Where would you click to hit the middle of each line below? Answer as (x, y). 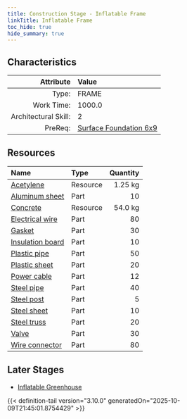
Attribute (55, 82)
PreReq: (58, 128)
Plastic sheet (32, 265)
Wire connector (36, 344)
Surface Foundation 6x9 (117, 128)
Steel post (27, 299)
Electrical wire (34, 219)
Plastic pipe (30, 253)
